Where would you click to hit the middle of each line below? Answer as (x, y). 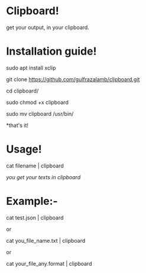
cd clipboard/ (22, 91)
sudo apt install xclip (31, 68)
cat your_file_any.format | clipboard (49, 264)
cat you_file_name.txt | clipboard (46, 240)
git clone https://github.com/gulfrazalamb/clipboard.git (73, 79)
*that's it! (17, 125)
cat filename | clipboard (35, 166)
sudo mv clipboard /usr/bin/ (40, 113)
